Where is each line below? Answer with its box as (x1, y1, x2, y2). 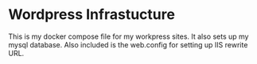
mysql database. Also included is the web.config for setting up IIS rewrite (8, 40, 248, 49)
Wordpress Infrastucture (8, 6, 175, 24)
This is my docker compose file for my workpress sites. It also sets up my (8, 32, 249, 41)
